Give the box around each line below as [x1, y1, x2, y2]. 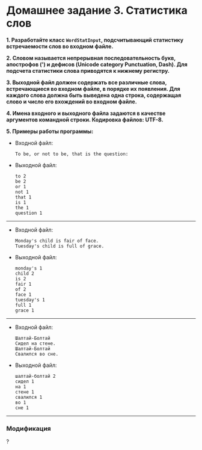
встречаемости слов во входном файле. [6, 43, 114, 50]
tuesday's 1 [14, 297, 45, 303]
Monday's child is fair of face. [14, 238, 99, 244]
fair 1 [14, 281, 32, 287]
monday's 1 [14, 265, 43, 271]
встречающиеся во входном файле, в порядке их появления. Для [6, 85, 180, 92]
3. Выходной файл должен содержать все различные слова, [6, 79, 167, 86]
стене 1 [14, 389, 34, 395]
